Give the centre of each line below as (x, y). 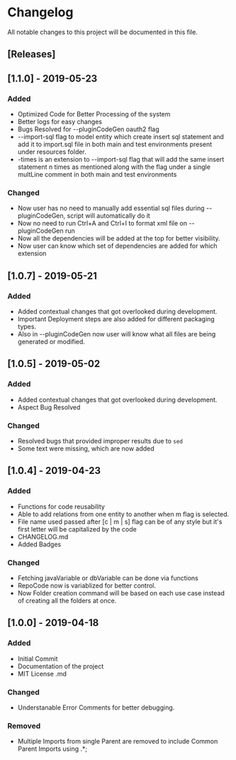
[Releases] (32, 54)
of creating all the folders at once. (67, 600)
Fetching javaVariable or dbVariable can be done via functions (108, 578)
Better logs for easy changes (60, 122)
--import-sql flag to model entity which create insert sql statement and (121, 137)
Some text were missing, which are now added (86, 448)
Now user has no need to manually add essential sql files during (111, 208)
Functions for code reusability (61, 506)
